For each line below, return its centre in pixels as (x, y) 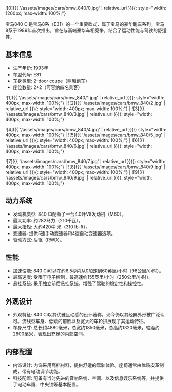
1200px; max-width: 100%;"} (36, 13)
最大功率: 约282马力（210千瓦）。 (48, 220)
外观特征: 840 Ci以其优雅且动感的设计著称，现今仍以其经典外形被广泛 (86, 315)
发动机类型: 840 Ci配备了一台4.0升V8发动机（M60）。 (70, 214)
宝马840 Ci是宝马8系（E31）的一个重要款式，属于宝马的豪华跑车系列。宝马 (85, 24)
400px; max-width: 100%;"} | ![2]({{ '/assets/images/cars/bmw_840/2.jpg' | (85, 103)
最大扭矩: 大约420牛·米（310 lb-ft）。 (52, 227)
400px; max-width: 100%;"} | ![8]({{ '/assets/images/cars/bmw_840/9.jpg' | (85, 167)
